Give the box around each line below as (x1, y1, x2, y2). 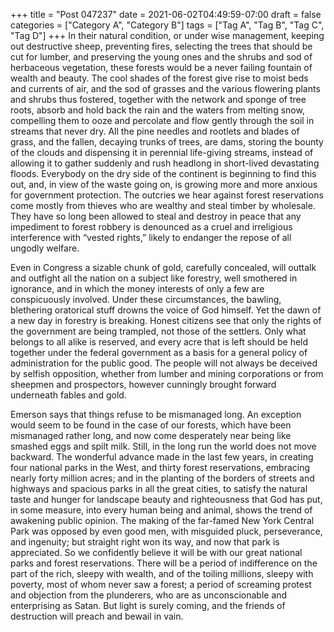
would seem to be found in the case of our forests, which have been (10, 419, 292, 431)
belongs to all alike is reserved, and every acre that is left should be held (10, 336, 309, 348)
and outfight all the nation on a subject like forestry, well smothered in (10, 272, 298, 284)
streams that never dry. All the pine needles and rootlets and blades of (10, 125, 300, 137)
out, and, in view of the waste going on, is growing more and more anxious (10, 179, 318, 190)
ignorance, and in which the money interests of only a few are (10, 283, 265, 294)
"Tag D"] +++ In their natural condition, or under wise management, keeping (10, 30, 325, 41)
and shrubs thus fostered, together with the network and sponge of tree (10, 94, 307, 105)
